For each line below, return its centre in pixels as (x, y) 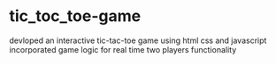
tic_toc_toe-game (75, 16)
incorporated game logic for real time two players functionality (123, 49)
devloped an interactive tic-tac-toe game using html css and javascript (138, 40)
